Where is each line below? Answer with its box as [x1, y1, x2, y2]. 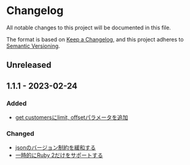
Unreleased [6, 60, 52, 70]
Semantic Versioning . [6, 42, 60, 50]
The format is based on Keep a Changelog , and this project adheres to [6, 35, 184, 43]
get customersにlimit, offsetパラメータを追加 [15, 114, 129, 121]
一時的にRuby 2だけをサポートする [15, 152, 103, 159]
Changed [6, 129, 35, 137]
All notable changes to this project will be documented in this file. [6, 24, 172, 31]
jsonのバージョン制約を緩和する [15, 144, 96, 152]
